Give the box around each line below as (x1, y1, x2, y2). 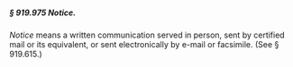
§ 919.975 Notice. (9, 7, 77, 18)
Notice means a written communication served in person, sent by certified (9, 29, 286, 40)
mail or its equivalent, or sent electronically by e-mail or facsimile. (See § (9, 38, 279, 49)
